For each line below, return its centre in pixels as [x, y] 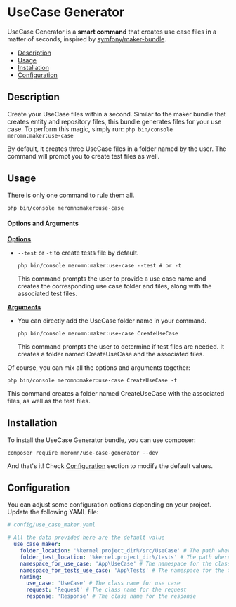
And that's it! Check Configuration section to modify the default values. [110, 466]
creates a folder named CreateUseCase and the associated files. [111, 354]
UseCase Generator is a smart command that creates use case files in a [112, 32]
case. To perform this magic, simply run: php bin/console [90, 129]
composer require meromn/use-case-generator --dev [83, 453]
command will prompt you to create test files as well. [84, 156]
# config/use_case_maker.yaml [52, 525]
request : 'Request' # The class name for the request [106, 590]
